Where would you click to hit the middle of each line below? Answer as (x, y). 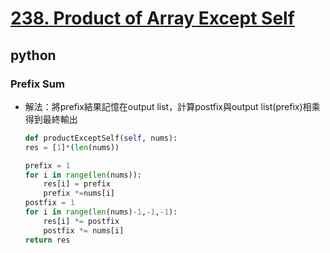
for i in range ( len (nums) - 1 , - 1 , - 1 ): (101, 212)
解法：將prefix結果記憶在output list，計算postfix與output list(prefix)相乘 (172, 106)
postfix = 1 (49, 203)
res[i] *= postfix (81, 221)
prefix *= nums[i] (79, 193)
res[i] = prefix (77, 184)
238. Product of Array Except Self (152, 18)
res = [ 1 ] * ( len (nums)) (72, 147)
